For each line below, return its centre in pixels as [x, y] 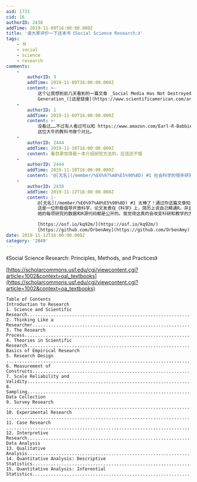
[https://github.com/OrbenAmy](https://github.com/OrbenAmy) [114, 230]
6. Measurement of [28, 366]
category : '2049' [27, 241]
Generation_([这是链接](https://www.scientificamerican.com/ [112, 99]
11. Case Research [28, 423]
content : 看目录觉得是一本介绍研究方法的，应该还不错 [85, 153]
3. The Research [26, 330]
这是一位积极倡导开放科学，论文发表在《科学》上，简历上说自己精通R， [111, 208]
